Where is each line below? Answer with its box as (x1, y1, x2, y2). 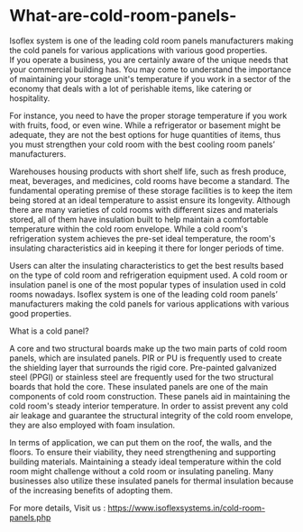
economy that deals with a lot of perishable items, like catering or (9, 83, 252, 94)
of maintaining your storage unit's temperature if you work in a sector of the (9, 73, 291, 84)
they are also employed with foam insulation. (9, 419, 176, 430)
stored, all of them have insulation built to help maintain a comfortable (9, 214, 269, 225)
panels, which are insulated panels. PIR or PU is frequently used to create (9, 353, 282, 363)
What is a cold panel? (9, 326, 89, 336)
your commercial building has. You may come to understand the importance (9, 64, 291, 75)
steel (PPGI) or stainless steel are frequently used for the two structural (9, 371, 274, 382)
